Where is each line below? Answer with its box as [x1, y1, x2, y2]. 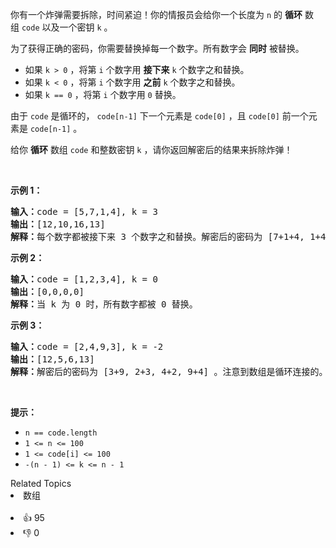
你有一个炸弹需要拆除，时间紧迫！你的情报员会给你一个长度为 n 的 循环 [10, 9, 303, 20]
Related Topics [10, 478, 72, 489]
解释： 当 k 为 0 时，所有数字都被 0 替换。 [10, 299, 198, 310]
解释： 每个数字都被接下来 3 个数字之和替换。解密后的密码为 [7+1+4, [10, 231, 305, 242]
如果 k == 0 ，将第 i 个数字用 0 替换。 [24, 89, 182, 100]
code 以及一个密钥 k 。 [21, 21, 113, 33]
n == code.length [24, 428, 98, 438]
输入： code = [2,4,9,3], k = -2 [10, 341, 164, 352]
